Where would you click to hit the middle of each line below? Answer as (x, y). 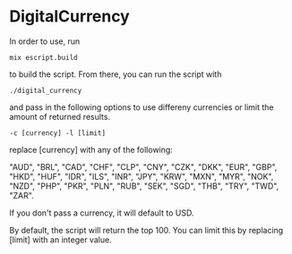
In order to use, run (45, 41)
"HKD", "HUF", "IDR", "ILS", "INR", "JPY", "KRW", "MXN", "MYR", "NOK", (142, 176)
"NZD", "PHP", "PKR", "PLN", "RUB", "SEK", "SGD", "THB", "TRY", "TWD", (144, 186)
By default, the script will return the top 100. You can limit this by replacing (146, 230)
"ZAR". (21, 195)
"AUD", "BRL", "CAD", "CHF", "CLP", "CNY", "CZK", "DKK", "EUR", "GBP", (143, 166)
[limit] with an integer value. (60, 240)
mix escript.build (43, 57)
